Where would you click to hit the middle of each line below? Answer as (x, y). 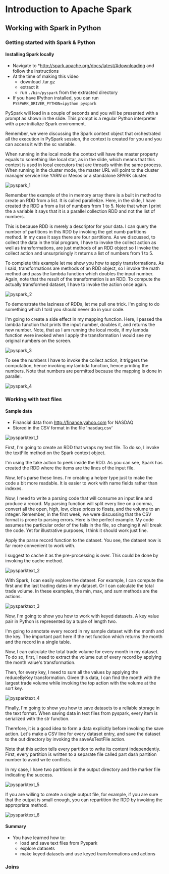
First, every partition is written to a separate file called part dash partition (81, 754)
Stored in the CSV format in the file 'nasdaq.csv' (63, 427)
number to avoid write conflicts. (38, 759)
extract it (29, 87)
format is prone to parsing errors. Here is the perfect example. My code (79, 519)
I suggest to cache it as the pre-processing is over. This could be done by (82, 555)
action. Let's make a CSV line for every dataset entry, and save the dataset (83, 734)
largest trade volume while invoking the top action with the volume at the (81, 683)
